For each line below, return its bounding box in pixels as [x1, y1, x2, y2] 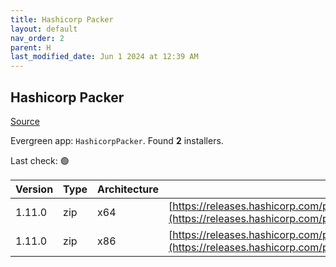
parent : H [10, 42, 52, 53]
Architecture [97, 182, 159, 196]
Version [15, 182, 54, 196]
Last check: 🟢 [10, 154, 70, 166]
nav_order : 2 [10, 33, 65, 43]
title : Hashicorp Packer [10, 14, 114, 25]
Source [10, 115, 40, 127]
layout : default [10, 24, 78, 34]
